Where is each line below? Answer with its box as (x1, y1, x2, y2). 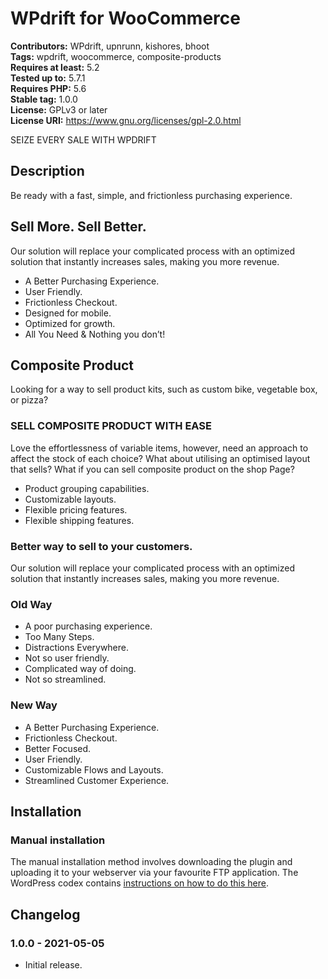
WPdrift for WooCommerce (10, 7, 241, 30)
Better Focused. (24, 742, 92, 754)
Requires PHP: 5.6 (10, 82, 87, 94)
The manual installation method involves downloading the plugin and (10, 856, 293, 868)
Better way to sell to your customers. (10, 539, 193, 553)
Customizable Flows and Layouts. (24, 763, 164, 776)
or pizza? (10, 394, 49, 406)
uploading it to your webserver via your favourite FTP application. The (10, 867, 299, 879)
